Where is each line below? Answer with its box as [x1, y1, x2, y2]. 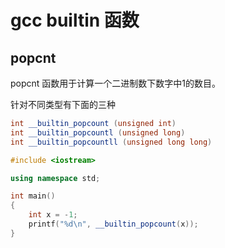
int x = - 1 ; [28, 210, 78, 220]
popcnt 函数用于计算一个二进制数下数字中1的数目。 [10, 77, 222, 89]
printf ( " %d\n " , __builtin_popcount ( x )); [28, 219, 199, 229]
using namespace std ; [10, 173, 101, 183]
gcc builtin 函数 [10, 9, 140, 32]
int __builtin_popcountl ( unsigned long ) [10, 127, 186, 138]
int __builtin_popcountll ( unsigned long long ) [10, 137, 213, 147]
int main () [10, 191, 56, 201]
